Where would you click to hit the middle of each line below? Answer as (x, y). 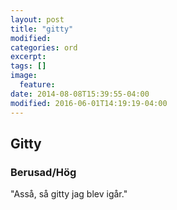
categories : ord (44, 47)
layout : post (37, 19)
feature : (37, 85)
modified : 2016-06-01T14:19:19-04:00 (89, 103)
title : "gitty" (42, 29)
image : (24, 76)
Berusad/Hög (43, 172)
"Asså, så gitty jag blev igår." (69, 194)
